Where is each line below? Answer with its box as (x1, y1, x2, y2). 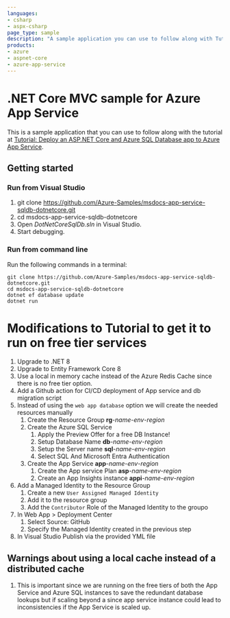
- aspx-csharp (7, 23, 48, 29)
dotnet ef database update (7, 292, 84, 298)
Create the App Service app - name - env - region (27, 460, 159, 468)
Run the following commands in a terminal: (7, 260, 127, 268)
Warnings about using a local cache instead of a (7, 552, 216, 564)
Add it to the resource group (27, 496, 107, 504)
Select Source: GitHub (27, 518, 90, 526)
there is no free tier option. (16, 379, 92, 388)
